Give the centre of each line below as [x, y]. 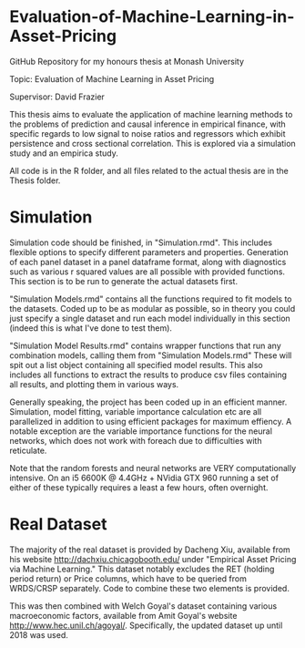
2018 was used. [39, 634]
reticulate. [28, 450]
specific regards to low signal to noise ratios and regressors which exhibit [147, 133]
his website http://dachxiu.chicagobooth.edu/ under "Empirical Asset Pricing [153, 559]
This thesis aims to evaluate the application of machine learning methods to [151, 114]
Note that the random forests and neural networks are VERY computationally [153, 468]
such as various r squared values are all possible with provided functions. [147, 272]
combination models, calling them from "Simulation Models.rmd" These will [151, 355]
